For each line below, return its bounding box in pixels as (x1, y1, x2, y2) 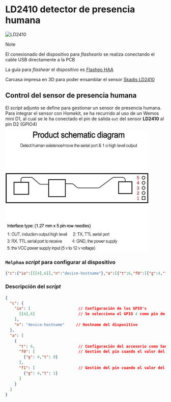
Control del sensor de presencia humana (5, 91, 137, 100)
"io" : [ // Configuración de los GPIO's (14, 306, 147, 311)
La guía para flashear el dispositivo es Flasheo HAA (5, 66, 113, 73)
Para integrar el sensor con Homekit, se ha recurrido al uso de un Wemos (5, 110, 159, 116)
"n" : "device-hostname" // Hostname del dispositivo (14, 322, 138, 327)
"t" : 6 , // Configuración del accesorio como (18, 344, 158, 349)
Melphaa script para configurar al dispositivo (5, 259, 116, 266)
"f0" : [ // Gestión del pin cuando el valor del (18, 349, 165, 354)
